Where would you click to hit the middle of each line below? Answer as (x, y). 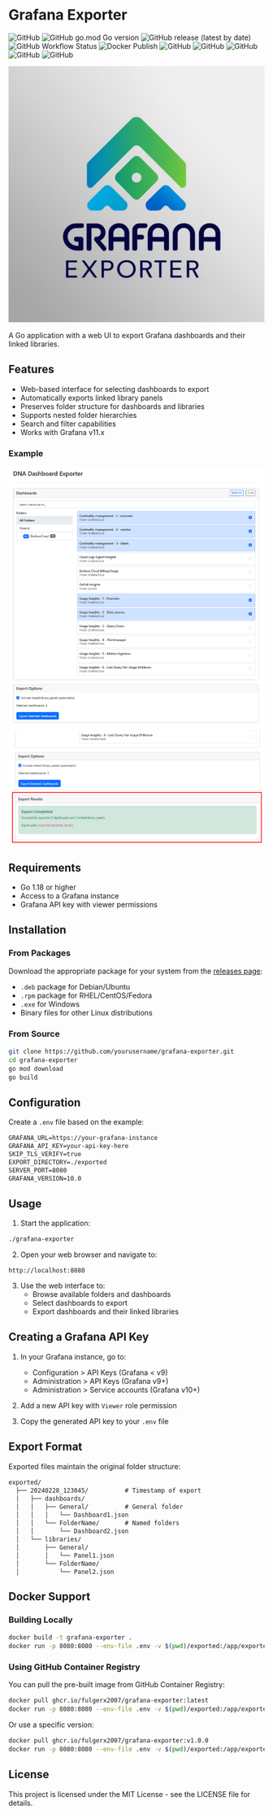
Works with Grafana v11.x (62, 432)
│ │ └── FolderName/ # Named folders (98, 1523)
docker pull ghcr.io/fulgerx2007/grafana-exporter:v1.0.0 (108, 1741)
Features (31, 370)
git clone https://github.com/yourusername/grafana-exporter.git (121, 1051)
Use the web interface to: (63, 1285)
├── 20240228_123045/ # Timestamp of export (108, 1490)
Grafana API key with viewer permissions (89, 904)
